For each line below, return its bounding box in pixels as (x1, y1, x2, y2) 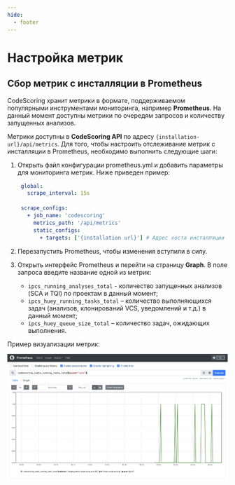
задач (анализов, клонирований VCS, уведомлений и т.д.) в (27, 303, 206, 312)
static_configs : (33, 226, 80, 234)
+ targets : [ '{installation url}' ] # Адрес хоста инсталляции (39, 234, 225, 241)
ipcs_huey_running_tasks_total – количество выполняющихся (27, 296, 212, 305)
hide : (7, 11, 23, 18)
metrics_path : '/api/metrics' (33, 219, 122, 226)
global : (20, 182, 43, 189)
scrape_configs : (20, 205, 69, 212)
